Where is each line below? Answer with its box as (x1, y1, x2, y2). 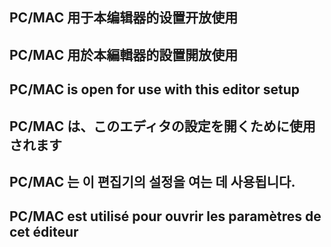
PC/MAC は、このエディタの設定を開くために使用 (9, 118, 316, 135)
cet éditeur (9, 224, 79, 241)
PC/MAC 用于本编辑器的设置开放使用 (9, 9, 239, 27)
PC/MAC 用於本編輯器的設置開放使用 (9, 46, 239, 63)
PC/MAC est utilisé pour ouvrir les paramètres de (9, 208, 322, 225)
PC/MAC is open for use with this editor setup (9, 81, 301, 98)
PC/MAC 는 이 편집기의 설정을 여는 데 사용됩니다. (9, 173, 296, 190)
